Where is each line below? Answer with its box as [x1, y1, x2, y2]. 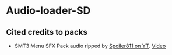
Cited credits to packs [6, 27, 87, 37]
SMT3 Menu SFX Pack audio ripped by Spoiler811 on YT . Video [14, 42, 166, 49]
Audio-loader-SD [6, 4, 91, 17]
